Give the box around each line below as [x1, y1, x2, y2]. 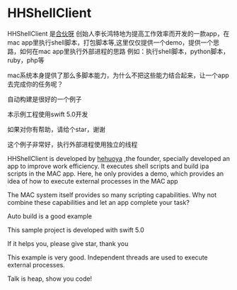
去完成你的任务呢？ [7, 79, 64, 88]
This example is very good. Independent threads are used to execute [7, 253, 208, 262]
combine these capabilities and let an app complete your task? [7, 198, 190, 206]
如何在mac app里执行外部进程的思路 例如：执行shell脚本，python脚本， [19, 47, 230, 55]
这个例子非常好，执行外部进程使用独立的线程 [7, 140, 138, 148]
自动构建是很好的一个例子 [7, 94, 82, 104]
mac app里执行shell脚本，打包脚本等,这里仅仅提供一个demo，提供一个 [7, 38, 214, 47]
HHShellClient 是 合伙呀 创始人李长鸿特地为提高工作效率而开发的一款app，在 [7, 29, 230, 38]
